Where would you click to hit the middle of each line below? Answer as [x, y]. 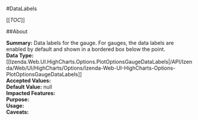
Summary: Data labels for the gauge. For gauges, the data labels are [90, 43]
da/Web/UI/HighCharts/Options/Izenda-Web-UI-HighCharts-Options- [91, 68]
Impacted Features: [31, 93]
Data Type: [20, 55]
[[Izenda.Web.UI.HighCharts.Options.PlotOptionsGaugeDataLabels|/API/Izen [99, 62]
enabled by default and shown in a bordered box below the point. [86, 49]
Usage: [15, 106]
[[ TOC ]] [15, 20]
